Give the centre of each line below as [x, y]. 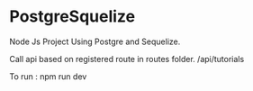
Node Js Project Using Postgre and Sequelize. [95, 41]
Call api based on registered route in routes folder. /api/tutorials [127, 59]
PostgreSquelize [72, 17]
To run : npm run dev [48, 76]
